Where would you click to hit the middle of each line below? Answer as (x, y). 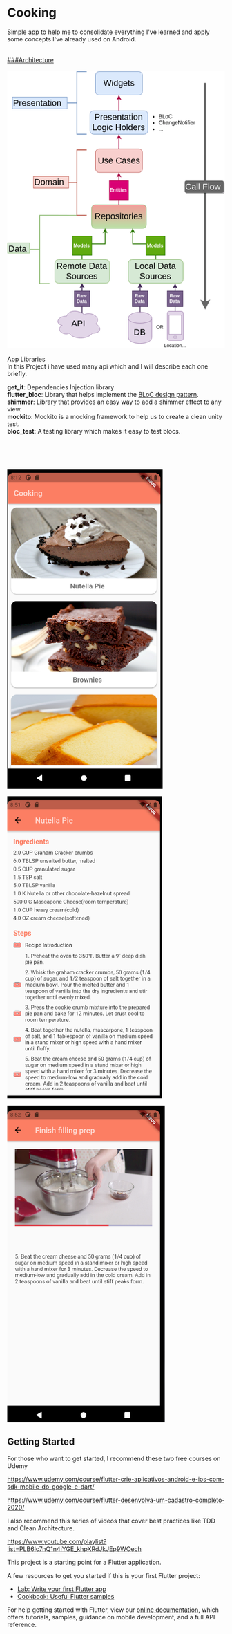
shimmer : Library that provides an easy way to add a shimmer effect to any (115, 402)
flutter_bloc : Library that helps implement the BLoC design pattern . (103, 394)
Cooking (32, 13)
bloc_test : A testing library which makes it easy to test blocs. (94, 431)
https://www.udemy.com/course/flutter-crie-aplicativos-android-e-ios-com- (116, 1479)
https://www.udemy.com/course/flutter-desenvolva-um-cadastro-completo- (116, 1500)
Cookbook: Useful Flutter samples (66, 1596)
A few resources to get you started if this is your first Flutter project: (104, 1575)
